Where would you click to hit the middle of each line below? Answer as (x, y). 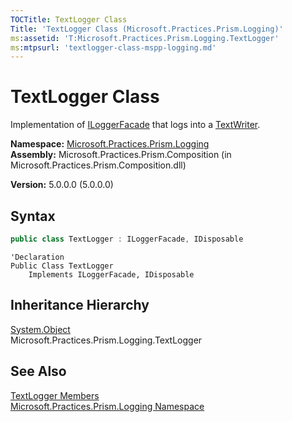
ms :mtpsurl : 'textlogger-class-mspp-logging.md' (113, 47)
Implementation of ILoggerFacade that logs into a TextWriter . (135, 125)
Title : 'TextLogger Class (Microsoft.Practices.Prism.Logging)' (147, 29)
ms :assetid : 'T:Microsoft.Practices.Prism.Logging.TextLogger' (145, 38)
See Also (38, 371)
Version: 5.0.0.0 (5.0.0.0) (62, 185)
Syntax (33, 216)
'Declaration (37, 257)
